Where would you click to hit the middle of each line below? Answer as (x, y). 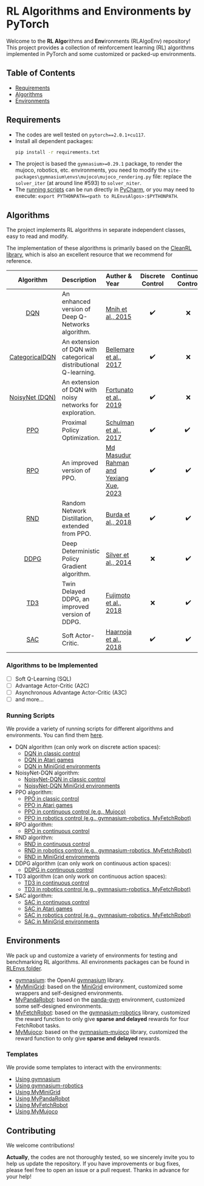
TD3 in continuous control (57, 883)
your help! (19, 1177)
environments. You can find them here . (55, 735)
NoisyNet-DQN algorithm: (47, 773)
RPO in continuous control (57, 831)
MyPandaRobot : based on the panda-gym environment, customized (100, 999)
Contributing (31, 1131)
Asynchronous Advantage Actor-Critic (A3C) (71, 692)
